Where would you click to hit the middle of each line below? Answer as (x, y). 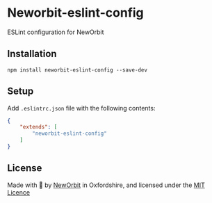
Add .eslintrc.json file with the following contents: (81, 108)
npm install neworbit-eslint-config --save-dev (78, 70)
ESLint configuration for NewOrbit (56, 32)
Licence (18, 192)
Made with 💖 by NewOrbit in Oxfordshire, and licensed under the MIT (106, 185)
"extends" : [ (39, 127)
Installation (32, 54)
